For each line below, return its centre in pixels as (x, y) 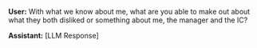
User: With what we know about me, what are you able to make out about (129, 12)
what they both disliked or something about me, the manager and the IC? (128, 20)
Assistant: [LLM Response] (54, 36)
